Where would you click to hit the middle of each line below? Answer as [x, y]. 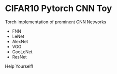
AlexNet [20, 41]
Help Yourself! [19, 66]
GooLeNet [22, 52]
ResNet [19, 57]
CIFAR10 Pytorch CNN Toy [58, 8]
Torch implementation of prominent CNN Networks [56, 22]
